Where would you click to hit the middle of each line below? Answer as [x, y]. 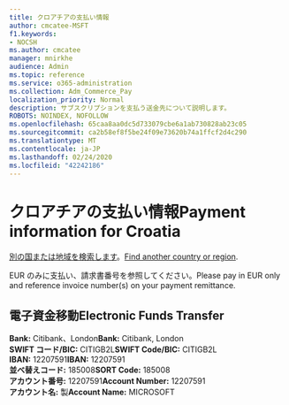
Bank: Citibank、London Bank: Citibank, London [96, 339]
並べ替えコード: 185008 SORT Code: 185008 [90, 370]
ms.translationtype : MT [53, 141]
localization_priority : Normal [67, 99]
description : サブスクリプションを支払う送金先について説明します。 [120, 108]
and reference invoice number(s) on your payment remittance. [122, 286]
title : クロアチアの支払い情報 [59, 17]
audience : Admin [39, 67]
